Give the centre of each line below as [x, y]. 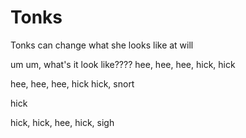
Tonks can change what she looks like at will [102, 45]
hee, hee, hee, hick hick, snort [72, 83]
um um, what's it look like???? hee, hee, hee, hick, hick [123, 64]
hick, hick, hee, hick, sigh [62, 122]
